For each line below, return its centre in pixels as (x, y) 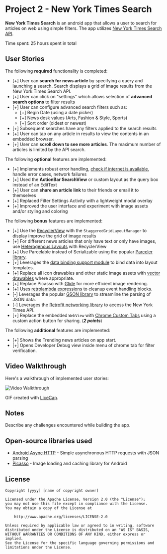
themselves (24, 195)
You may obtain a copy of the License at (49, 508)
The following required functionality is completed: (56, 71)
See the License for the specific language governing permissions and (80, 543)
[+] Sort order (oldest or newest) (53, 123)
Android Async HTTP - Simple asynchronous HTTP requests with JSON (86, 453)
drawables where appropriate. (43, 278)
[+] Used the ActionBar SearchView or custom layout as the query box (85, 179)
